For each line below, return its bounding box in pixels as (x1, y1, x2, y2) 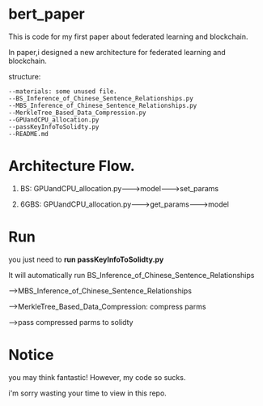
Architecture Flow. (8, 157, 135, 175)
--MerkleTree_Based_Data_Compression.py (8, 109, 147, 117)
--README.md (8, 130, 49, 138)
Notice (8, 346, 54, 364)
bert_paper (8, 5, 85, 24)
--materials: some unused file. (8, 87, 117, 96)
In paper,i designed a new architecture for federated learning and (8, 47, 227, 57)
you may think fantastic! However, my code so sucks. (8, 372, 186, 382)
